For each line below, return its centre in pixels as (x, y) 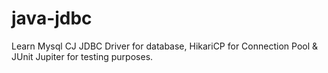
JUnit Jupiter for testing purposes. (82, 56)
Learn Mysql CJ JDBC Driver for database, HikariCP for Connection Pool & (165, 46)
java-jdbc (52, 18)
